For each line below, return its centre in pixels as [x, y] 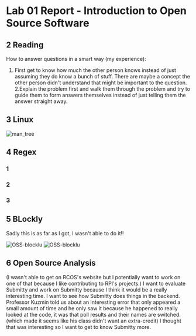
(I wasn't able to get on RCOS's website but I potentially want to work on [93, 277]
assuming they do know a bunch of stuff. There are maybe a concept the [102, 76]
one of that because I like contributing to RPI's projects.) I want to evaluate [96, 283]
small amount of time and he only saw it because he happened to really [92, 308]
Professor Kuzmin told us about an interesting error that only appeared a [93, 302]
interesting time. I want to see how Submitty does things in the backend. [93, 296]
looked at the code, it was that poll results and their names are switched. [94, 314]
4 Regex [21, 152]
